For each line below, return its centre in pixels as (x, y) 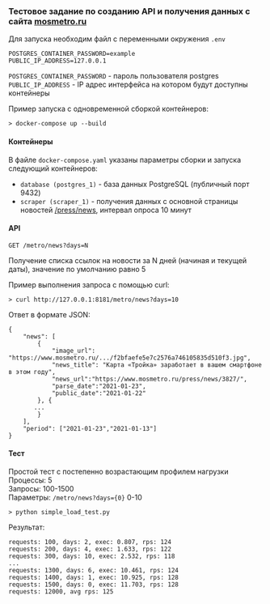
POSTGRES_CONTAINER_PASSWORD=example (72, 54)
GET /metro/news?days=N (49, 245)
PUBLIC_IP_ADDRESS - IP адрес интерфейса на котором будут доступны (128, 85)
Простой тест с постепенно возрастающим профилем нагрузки (118, 471)
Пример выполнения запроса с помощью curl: (89, 284)
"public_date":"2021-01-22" (99, 393)
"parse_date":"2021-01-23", (99, 386)
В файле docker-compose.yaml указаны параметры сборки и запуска (125, 160)
